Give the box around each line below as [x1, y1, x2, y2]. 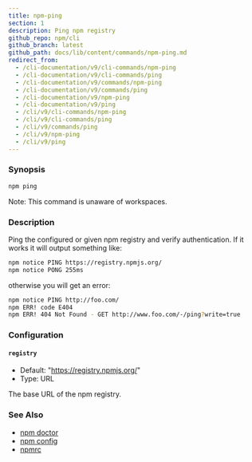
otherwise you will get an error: [8, 280, 111, 290]
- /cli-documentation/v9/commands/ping [15, 85, 148, 94]
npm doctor [19, 428, 58, 437]
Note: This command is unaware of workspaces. [8, 196, 167, 206]
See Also [8, 409, 44, 421]
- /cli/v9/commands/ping [15, 123, 98, 131]
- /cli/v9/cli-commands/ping [15, 116, 112, 124]
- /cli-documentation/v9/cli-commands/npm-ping [15, 64, 177, 72]
